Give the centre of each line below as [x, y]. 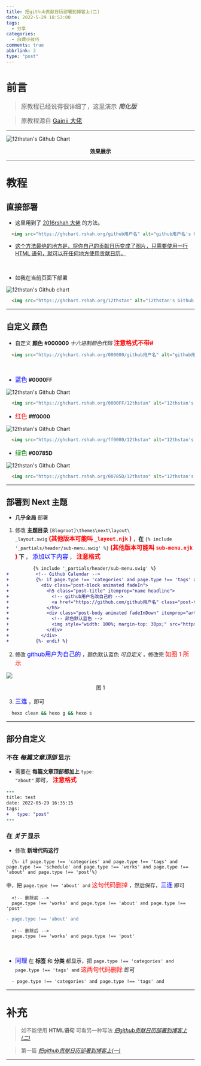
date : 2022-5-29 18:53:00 [38, 17]
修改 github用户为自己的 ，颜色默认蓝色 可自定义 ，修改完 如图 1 [98, 654]
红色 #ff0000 [33, 416]
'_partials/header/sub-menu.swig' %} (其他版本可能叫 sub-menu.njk [104, 548]
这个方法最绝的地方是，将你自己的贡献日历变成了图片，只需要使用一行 [101, 246]
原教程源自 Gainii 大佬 [51, 120]
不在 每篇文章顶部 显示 [38, 757]
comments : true [25, 45]
